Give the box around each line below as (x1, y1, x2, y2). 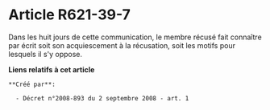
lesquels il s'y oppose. (8, 49, 83, 59)
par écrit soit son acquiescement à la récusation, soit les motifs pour (8, 40, 236, 50)
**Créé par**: (8, 80, 56, 88)
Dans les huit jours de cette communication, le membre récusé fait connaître (8, 32, 262, 42)
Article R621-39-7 (8, 6, 131, 24)
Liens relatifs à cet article (8, 64, 95, 74)
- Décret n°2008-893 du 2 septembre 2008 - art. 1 (15, 94, 189, 102)
